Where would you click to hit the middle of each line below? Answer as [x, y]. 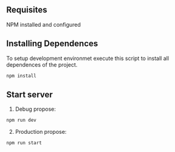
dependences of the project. [42, 64]
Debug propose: [35, 109]
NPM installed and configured [43, 24]
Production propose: [41, 132]
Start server [29, 94]
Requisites [27, 10]
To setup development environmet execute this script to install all [87, 58]
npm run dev [21, 121]
